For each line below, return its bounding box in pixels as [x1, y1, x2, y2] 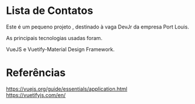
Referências [6, 66, 66, 80]
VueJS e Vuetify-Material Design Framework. [6, 45, 115, 53]
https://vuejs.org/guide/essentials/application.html [6, 85, 127, 92]
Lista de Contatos [6, 4, 93, 17]
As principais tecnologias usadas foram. [6, 34, 103, 41]
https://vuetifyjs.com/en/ [6, 91, 66, 98]
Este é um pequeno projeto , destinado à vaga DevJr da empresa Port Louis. [6, 23, 190, 30]
